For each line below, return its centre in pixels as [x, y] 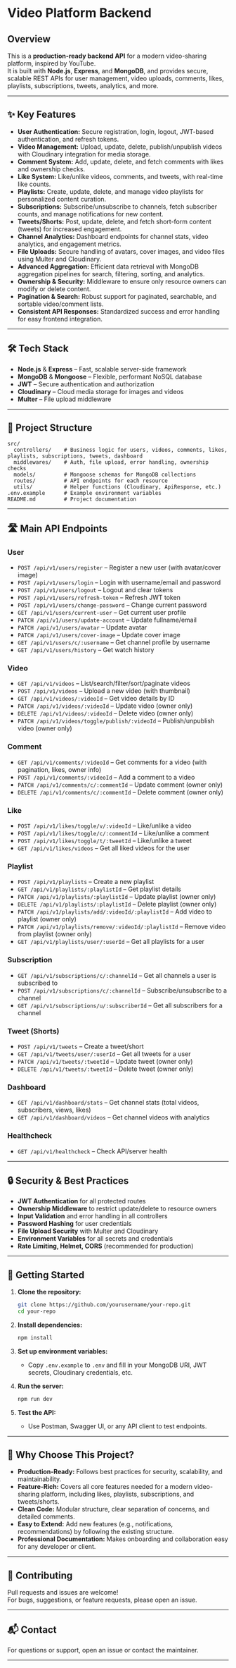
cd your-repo [37, 1311]
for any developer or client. [57, 1547]
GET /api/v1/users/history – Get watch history [86, 650]
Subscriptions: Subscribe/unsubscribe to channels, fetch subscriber [117, 207]
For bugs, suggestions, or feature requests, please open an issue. [103, 1600]
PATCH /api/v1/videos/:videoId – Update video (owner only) [105, 706]
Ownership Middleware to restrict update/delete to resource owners [117, 1209]
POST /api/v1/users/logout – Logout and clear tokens [95, 590]
